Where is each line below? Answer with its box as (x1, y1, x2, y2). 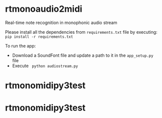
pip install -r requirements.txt (5, 34, 73, 39)
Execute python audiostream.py (12, 63, 78, 69)
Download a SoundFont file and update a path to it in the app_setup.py (12, 52, 154, 58)
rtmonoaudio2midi (5, 3, 82, 15)
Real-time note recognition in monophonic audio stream (5, 20, 117, 25)
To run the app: (5, 43, 36, 48)
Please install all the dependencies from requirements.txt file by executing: (5, 29, 158, 35)
